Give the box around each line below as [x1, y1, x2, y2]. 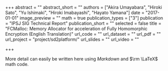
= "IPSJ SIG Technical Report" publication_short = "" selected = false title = [5, 20, 162, 26]
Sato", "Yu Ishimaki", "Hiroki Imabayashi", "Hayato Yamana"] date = [5, 10, 145, 16]
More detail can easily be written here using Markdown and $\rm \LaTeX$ [5, 56, 158, 62]
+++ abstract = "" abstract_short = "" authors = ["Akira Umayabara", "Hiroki [5, 5, 162, 10]
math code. [5, 61, 29, 67]
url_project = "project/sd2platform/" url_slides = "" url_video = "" [5, 36, 139, 42]
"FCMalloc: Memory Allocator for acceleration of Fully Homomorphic [5, 26, 148, 32]
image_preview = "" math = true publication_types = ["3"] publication [19, 15, 163, 21]
